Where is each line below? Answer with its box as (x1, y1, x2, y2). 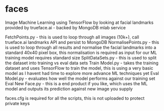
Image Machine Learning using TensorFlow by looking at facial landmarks (5, 19, 154, 25)
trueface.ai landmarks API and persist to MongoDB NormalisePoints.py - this (5, 39, 159, 45)
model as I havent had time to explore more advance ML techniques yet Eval (5, 70, 159, 76)
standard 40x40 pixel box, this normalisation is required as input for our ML (5, 50, 157, 55)
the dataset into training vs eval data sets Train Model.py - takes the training (5, 60, 159, 66)
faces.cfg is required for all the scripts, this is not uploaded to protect (5, 95, 145, 101)
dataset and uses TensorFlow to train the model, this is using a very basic (5, 65, 153, 71)
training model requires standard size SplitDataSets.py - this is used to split (5, 55, 157, 60)
